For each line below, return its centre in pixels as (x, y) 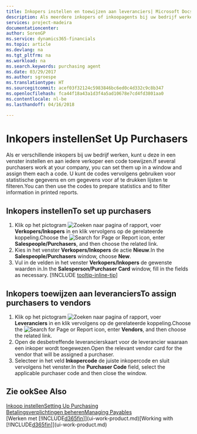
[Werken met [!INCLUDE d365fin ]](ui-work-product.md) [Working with (90, 418)
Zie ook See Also (36, 392)
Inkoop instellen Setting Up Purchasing (52, 406)
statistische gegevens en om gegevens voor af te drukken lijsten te (87, 180)
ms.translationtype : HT (35, 83)
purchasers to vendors (49, 303)
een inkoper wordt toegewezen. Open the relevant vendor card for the (98, 348)
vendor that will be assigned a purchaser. (64, 355)
